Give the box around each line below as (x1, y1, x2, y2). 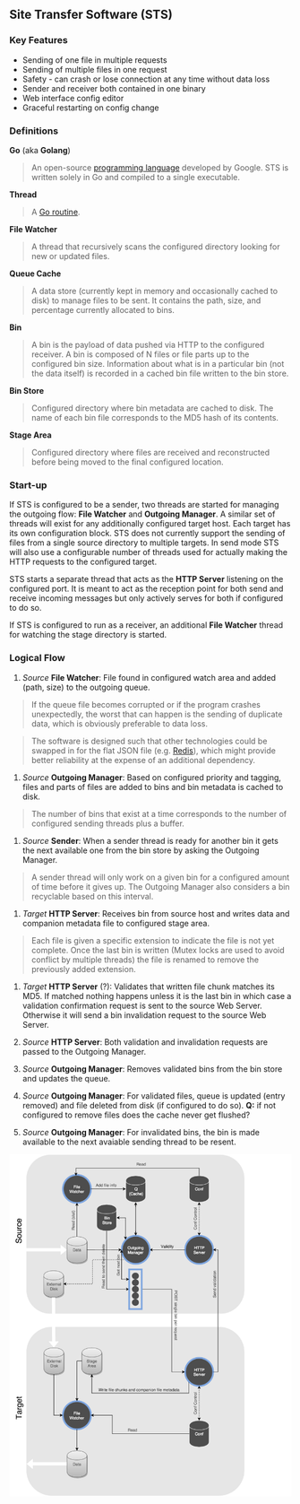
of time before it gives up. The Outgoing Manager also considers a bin (30, 881, 290, 891)
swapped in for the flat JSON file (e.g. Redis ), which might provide (30, 744, 276, 756)
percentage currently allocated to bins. (30, 304, 175, 315)
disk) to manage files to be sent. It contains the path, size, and (30, 295, 261, 306)
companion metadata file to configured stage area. (21, 917, 210, 928)
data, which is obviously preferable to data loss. (30, 717, 209, 729)
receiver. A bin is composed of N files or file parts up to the (30, 349, 250, 360)
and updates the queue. (21, 1073, 111, 1083)
